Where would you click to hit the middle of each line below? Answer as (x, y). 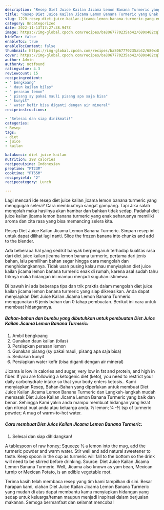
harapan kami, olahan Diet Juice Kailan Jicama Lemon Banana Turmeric (77, 487)
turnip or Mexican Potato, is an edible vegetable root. (58, 472)
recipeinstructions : (26, 110)
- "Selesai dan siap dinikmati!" (39, 119)
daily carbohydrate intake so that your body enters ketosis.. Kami (71, 382)
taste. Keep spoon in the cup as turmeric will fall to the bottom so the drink (80, 457)
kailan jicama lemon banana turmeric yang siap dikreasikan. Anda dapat (77, 291)
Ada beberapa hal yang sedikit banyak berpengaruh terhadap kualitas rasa (80, 251)
